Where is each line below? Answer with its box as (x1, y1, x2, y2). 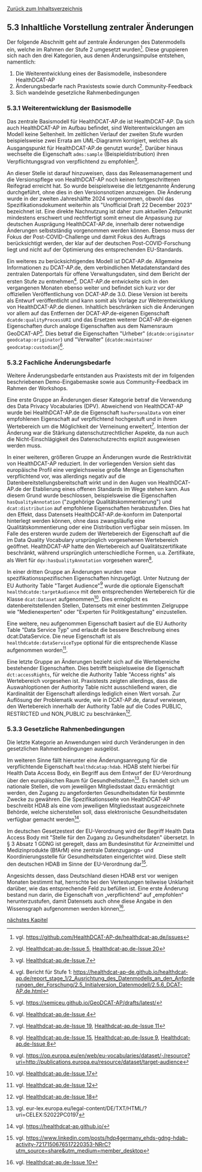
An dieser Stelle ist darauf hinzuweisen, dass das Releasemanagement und (7, 170, 192, 177)
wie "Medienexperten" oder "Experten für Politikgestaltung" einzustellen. (7, 608, 188, 615)
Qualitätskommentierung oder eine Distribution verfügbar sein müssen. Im (7, 524, 190, 531)
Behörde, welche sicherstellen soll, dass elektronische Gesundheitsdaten (7, 809, 188, 816)
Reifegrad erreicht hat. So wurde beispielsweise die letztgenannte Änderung (7, 182, 195, 189)
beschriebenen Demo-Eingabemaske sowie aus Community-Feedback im (7, 378, 189, 385)
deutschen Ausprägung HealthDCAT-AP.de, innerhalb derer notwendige (7, 221, 185, 228)
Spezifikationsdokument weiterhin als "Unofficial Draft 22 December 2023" (7, 201, 192, 209)
